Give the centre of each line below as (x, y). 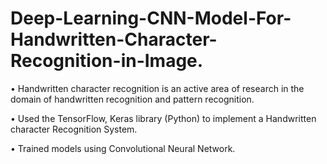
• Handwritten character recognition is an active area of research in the (157, 88)
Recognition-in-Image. (107, 61)
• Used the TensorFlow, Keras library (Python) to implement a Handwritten (163, 118)
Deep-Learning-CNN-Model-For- (151, 18)
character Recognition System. (74, 129)
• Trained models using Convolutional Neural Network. (123, 148)
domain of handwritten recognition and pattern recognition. (132, 99)
